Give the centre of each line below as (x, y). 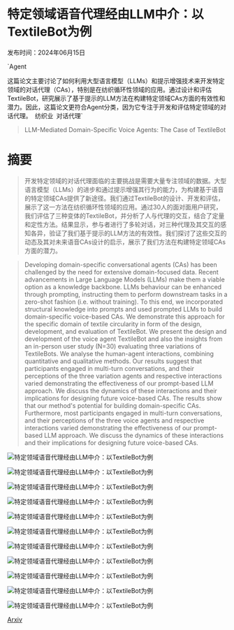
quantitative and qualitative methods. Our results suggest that (113, 361)
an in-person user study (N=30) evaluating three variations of (113, 346)
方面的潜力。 (43, 250)
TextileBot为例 (50, 32)
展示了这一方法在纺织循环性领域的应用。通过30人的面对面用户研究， (123, 207)
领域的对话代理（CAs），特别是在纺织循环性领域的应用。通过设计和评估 (109, 89)
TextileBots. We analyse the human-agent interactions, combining (119, 353)
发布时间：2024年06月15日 (46, 52)
